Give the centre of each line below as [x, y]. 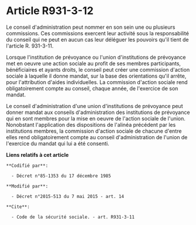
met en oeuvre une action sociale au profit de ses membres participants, [94, 63]
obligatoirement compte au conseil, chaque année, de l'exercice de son [92, 88]
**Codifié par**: [27, 166]
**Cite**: [18, 207]
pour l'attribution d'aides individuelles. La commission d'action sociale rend [97, 82]
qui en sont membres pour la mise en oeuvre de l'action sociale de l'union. [96, 118]
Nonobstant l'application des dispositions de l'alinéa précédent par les [91, 125]
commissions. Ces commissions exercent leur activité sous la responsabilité [97, 33]
